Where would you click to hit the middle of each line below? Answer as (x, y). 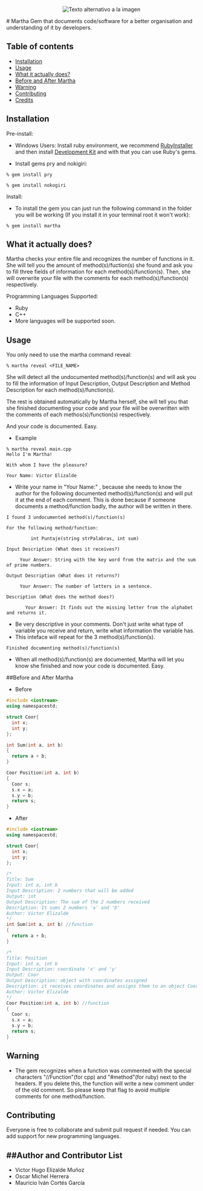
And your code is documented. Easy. (52, 426)
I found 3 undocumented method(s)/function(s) (66, 518)
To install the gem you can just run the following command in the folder (103, 208)
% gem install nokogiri (36, 185)
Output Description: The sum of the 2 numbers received (78, 902)
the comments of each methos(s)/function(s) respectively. (79, 415)
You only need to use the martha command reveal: (69, 355)
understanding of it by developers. (49, 28)
